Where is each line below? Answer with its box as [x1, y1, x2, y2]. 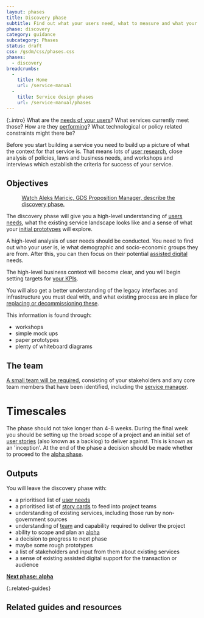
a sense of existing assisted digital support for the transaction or [15, 555, 177, 561]
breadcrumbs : [6, 65, 40, 72]
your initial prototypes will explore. [6, 226, 93, 233]
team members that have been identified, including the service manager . [6, 383, 189, 391]
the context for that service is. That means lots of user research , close [6, 147, 183, 155]
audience [15, 561, 39, 568]
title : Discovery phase [6, 15, 67, 21]
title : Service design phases [17, 94, 94, 100]
